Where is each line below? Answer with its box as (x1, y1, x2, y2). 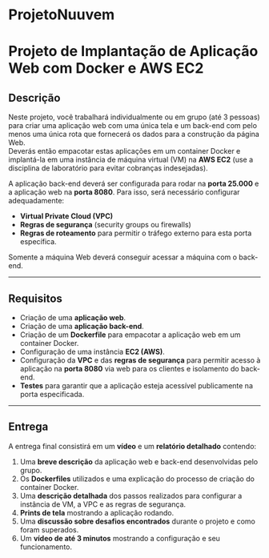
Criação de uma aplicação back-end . (19, 322, 144, 331)
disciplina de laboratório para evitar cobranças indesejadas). (8, 163, 208, 173)
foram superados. (19, 524, 79, 534)
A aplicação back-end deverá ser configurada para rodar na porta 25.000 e (8, 179, 259, 189)
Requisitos (8, 291, 62, 305)
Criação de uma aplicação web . (19, 313, 126, 322)
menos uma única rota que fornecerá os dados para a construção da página (8, 130, 260, 139)
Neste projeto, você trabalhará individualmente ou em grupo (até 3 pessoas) (8, 112, 260, 122)
